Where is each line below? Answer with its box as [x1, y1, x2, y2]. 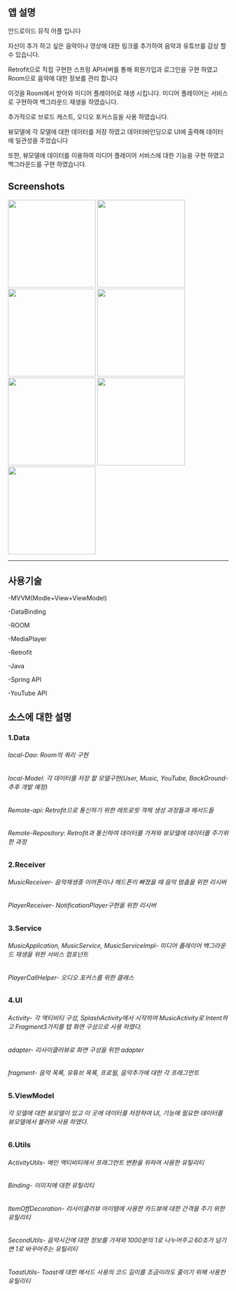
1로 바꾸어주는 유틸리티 [15, 1245, 78, 1253]
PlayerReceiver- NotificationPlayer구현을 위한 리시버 [8, 900, 157, 910]
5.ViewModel [8, 1090, 55, 1100]
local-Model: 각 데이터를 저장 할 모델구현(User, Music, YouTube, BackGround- [8, 773, 228, 782]
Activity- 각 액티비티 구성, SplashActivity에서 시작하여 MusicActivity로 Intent [8, 1014, 223, 1022]
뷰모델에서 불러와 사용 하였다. [8, 1118, 89, 1126]
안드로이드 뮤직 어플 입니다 [8, 27, 81, 35]
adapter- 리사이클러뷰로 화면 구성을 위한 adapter [8, 1046, 144, 1054]
